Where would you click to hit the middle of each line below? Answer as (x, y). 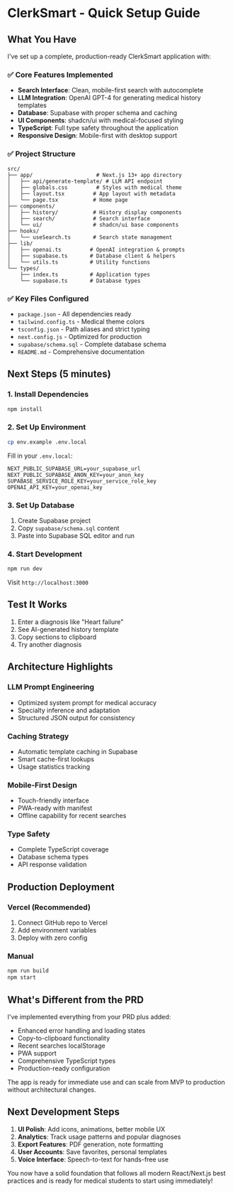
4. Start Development (45, 554)
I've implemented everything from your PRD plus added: (89, 1017)
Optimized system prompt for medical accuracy (87, 702)
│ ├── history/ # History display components (95, 212)
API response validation (52, 864)
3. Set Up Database (41, 505)
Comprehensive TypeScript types (67, 1061)
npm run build (28, 971)
